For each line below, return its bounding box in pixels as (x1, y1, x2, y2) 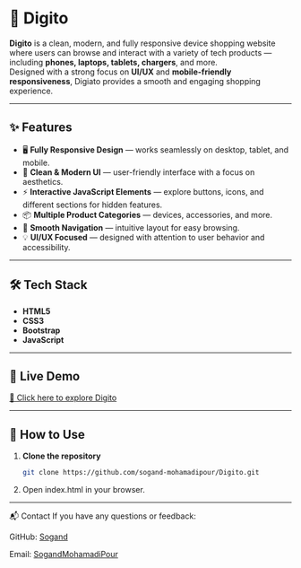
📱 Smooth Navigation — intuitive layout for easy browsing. (21, 222, 240, 232)
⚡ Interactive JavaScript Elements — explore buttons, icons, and (21, 186, 264, 197)
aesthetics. (21, 176, 64, 187)
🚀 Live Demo (9, 368, 81, 384)
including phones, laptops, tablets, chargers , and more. (9, 57, 218, 67)
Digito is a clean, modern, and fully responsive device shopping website (9, 38, 276, 48)
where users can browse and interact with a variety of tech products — (9, 47, 272, 57)
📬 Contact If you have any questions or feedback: (9, 511, 197, 521)
